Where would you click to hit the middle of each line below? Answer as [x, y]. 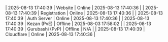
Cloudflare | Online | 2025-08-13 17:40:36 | [50, 34]
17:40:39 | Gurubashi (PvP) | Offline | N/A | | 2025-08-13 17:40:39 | [75, 29]
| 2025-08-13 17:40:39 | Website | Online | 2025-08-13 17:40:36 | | [75, 8]
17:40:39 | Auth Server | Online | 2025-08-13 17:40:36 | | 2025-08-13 [77, 18]
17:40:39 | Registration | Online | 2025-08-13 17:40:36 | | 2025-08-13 [91, 13]
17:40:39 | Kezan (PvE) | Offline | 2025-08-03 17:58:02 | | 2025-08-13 [78, 23]
